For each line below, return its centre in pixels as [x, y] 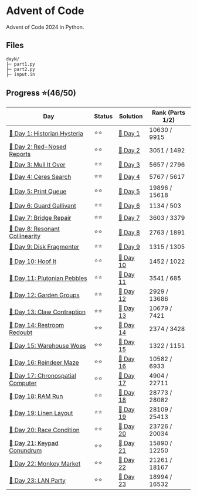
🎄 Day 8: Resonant [34, 229]
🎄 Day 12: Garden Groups [45, 295]
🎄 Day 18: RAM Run [36, 396]
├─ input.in [21, 74]
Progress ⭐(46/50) [41, 93]
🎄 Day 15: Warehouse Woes [47, 345]
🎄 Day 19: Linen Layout [41, 413]
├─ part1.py [21, 64]
